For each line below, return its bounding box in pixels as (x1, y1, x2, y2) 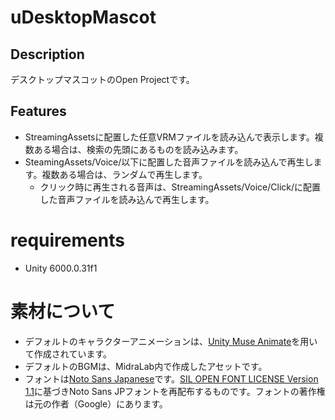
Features (10, 103, 67, 120)
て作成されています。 (24, 347, 112, 360)
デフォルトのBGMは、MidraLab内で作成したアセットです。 (24, 360, 268, 372)
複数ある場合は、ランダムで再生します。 (41, 168, 208, 180)
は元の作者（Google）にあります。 (24, 397, 168, 410)
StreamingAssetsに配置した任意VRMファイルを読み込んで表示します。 (24, 131, 315, 143)
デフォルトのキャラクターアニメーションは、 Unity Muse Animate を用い (24, 335, 318, 347)
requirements (10, 229, 125, 251)
